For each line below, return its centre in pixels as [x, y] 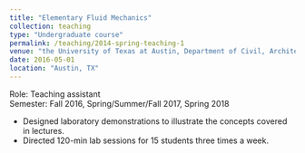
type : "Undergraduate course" [67, 34]
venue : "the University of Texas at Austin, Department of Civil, [138, 52]
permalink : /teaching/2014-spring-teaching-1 [97, 43]
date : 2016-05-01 [42, 60]
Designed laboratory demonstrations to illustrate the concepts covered [155, 121]
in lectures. [44, 130]
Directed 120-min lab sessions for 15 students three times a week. [146, 140]
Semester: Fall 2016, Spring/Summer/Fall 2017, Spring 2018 [119, 103]
